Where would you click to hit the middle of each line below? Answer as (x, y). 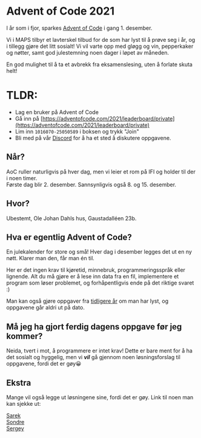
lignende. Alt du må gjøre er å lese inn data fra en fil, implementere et (93, 277)
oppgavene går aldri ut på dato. (45, 308)
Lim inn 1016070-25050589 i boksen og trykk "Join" (77, 131)
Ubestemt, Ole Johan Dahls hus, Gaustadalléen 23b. (71, 218)
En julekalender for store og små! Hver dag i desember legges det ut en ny (99, 252)
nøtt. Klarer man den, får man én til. (51, 258)
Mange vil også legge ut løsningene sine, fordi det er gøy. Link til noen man (100, 397)
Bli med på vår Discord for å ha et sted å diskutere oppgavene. (93, 138)
